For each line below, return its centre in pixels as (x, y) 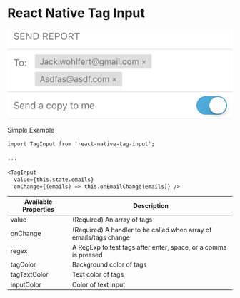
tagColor (23, 264)
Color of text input (99, 284)
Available (38, 202)
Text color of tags (98, 274)
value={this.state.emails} (54, 180)
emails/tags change (101, 237)
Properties (39, 210)
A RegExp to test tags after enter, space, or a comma (150, 247)
